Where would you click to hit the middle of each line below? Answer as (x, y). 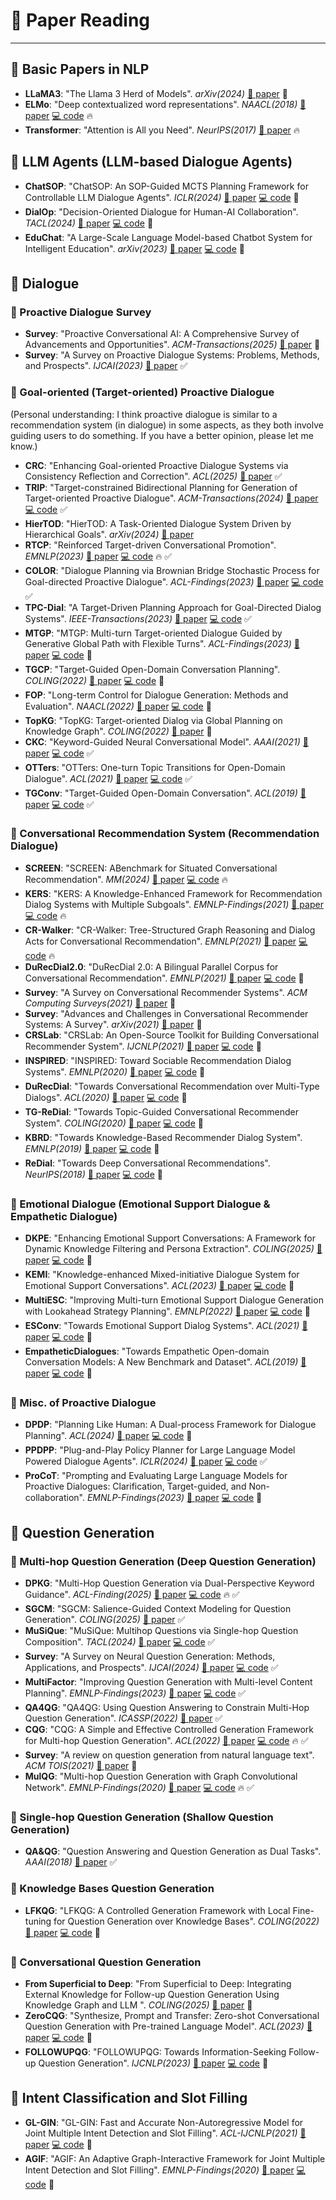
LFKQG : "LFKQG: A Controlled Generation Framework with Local (157, 1910)
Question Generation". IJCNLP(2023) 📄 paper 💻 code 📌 (153, 2063)
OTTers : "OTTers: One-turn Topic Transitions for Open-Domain (155, 767)
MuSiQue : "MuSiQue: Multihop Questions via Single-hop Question (161, 1631)
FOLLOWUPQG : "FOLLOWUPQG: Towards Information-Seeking (155, 2052)
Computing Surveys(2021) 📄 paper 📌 (100, 1003)
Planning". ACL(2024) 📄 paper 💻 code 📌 (108, 1436)
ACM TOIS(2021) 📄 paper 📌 (81, 1766)
